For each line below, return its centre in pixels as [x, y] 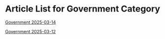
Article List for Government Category [83, 9]
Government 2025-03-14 [31, 22]
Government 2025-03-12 [31, 31]
